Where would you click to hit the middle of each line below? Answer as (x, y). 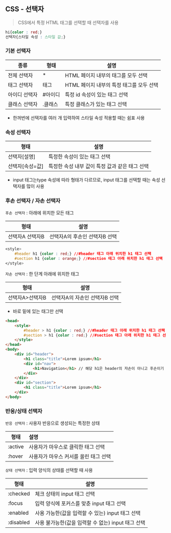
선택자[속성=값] (26, 166)
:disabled (19, 522)
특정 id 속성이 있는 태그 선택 (96, 95)
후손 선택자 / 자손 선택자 (33, 201)
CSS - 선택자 (25, 9)
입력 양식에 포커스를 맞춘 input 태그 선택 (80, 504)
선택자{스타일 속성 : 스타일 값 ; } (35, 37)
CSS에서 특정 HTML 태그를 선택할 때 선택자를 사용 (68, 23)
